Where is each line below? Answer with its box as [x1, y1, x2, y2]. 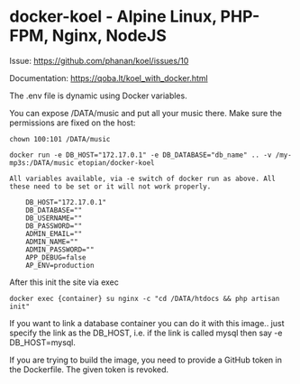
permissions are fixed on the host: [9, 117, 136, 128]
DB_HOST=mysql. [9, 336, 77, 348]
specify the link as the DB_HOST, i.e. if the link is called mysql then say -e [9, 327, 283, 338]
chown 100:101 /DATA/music [9, 134, 111, 143]
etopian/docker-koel [77, 158, 155, 168]
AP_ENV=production [25, 261, 95, 270]
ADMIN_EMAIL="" [25, 229, 83, 238]
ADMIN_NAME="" [25, 237, 78, 246]
